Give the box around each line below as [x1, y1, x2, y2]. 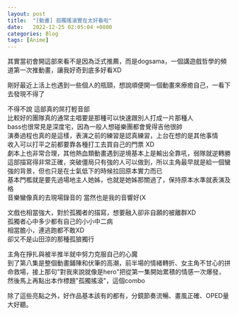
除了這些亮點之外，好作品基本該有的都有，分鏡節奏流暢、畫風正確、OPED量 [7, 292, 229, 300]
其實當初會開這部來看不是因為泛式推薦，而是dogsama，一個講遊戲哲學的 [7, 57, 221, 66]
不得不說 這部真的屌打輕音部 [7, 105, 90, 113]
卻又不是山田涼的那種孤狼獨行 [7, 235, 94, 244]
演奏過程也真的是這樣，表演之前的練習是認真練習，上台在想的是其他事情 [7, 132, 218, 140]
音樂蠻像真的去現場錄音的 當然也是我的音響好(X [7, 193, 147, 202]
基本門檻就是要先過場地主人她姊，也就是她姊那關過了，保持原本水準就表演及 [7, 176, 231, 184]
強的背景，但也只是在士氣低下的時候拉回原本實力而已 [7, 167, 163, 176]
